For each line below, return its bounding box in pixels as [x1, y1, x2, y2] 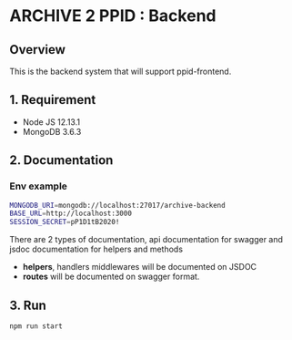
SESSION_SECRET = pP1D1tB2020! [9, 218, 120, 227]
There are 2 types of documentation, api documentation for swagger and [9, 234, 284, 245]
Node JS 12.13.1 [22, 116, 80, 128]
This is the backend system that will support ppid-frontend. [9, 66, 232, 77]
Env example [9, 180, 68, 192]
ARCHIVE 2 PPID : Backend [9, 5, 216, 26]
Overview [9, 42, 66, 57]
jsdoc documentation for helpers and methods [9, 243, 184, 255]
